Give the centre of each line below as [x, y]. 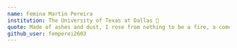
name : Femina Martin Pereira [50, 14]
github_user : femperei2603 [47, 34]
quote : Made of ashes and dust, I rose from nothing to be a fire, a [112, 27]
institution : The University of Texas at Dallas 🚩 [83, 20]
